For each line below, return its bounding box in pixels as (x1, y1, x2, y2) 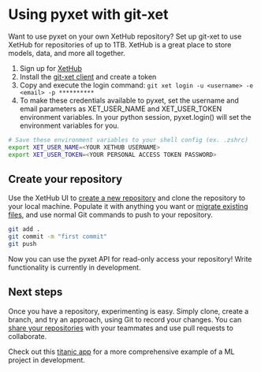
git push (8, 240, 37, 248)
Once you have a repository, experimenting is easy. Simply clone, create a (8, 306, 249, 316)
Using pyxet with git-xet (8, 6, 169, 24)
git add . (8, 225, 41, 233)
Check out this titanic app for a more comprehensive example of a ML (8, 347, 235, 356)
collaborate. (8, 331, 47, 340)
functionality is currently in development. (8, 262, 141, 272)
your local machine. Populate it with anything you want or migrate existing (8, 202, 248, 211)
